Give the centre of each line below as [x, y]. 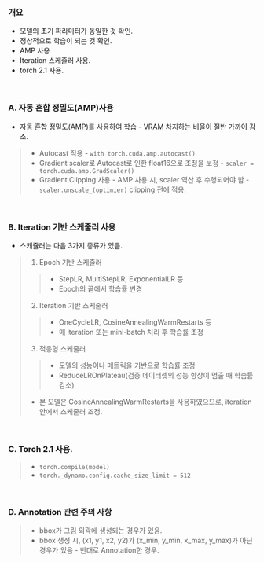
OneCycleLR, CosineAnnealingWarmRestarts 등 [135, 322]
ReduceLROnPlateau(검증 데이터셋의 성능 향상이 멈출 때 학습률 [156, 375]
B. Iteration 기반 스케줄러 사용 [62, 227]
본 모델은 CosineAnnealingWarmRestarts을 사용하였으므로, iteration [145, 402]
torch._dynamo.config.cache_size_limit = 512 [115, 476]
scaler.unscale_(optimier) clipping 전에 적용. [113, 189]
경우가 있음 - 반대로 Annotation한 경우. [99, 550]
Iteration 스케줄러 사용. [55, 61]
